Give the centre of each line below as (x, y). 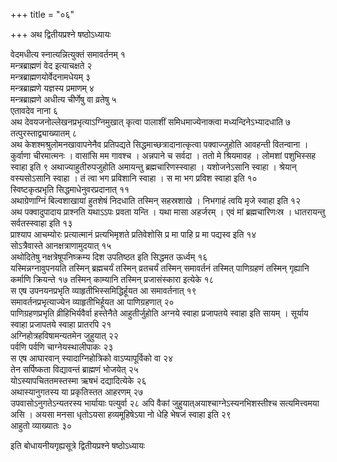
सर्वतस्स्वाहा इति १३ (41, 223)
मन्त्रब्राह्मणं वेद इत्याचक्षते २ (51, 65)
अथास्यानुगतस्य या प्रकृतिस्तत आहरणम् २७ (77, 392)
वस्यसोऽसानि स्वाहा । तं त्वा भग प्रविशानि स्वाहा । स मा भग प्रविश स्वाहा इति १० (134, 178)
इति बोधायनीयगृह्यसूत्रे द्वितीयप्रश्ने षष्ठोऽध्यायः (78, 445)
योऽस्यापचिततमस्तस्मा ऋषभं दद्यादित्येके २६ (78, 380)
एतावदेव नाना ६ (34, 110)
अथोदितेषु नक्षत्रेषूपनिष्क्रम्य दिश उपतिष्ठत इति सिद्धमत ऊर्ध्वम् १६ (109, 257)
